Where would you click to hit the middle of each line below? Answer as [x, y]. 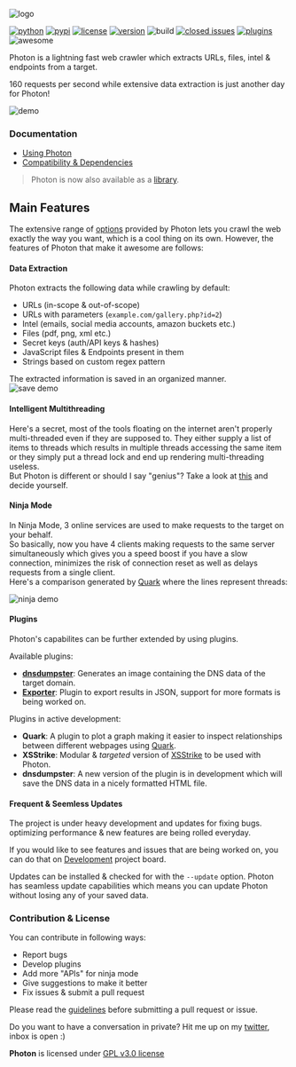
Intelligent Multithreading [57, 408]
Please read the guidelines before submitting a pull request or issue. [134, 1010]
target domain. [49, 683]
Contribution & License [60, 919]
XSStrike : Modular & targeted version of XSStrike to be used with [141, 755]
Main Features [50, 207]
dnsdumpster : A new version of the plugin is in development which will [152, 773]
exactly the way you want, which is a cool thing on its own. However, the [141, 239]
